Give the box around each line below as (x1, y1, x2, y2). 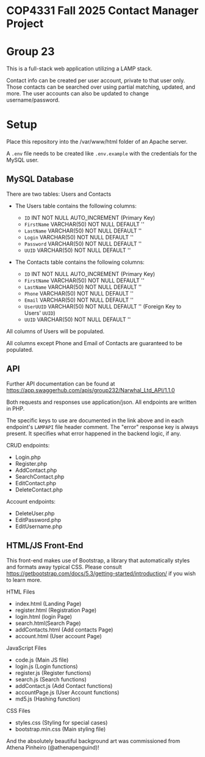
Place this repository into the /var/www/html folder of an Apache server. (6, 138, 188, 146)
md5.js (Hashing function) (15, 695, 81, 703)
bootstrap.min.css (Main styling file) (15, 725, 106, 733)
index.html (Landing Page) (15, 600, 82, 607)
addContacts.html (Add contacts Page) (15, 625, 113, 633)
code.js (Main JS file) (15, 656, 69, 663)
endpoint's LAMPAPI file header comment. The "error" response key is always (6, 423, 199, 430)
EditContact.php (15, 479, 57, 487)
